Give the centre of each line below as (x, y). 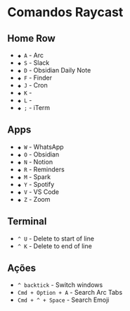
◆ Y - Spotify (36, 184)
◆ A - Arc (31, 55)
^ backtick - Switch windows (60, 285)
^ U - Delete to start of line (56, 238)
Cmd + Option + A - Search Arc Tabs (70, 293)
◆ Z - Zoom (34, 199)
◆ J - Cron (32, 85)
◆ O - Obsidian (38, 154)
